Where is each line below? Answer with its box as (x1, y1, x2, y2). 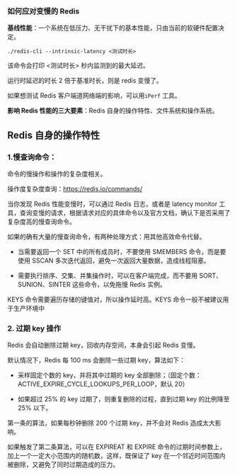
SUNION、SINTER (17, 280, 71, 288)
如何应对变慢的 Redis (7, 6, 80, 16)
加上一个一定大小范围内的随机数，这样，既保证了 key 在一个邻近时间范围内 (7, 452, 226, 460)
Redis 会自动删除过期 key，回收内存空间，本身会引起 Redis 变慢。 (7, 341, 200, 350)
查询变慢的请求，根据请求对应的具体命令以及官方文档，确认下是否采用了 (19, 208, 231, 217)
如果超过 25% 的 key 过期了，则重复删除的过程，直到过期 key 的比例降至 (17, 395, 230, 404)
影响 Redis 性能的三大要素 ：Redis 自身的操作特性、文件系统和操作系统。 (7, 106, 219, 115)
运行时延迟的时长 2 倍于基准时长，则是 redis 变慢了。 (7, 76, 163, 85)
